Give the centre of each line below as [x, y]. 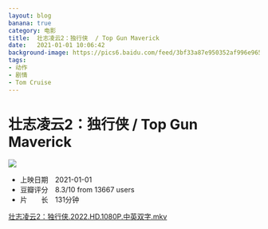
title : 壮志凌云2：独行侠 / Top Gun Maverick [84, 38]
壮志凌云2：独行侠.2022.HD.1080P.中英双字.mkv [88, 217]
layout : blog [30, 16]
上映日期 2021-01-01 [56, 180]
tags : [17, 61]
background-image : [39, 53]
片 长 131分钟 [49, 199]
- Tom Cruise [30, 82]
